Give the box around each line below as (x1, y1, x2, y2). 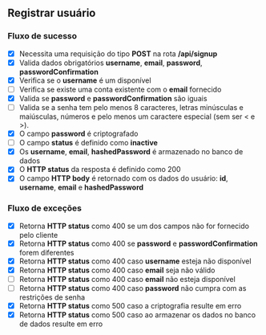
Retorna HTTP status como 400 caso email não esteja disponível (18, 274, 236, 284)
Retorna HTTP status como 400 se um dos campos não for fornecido (18, 221, 250, 231)
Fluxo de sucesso (7, 31, 78, 42)
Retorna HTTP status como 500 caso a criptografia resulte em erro (18, 301, 242, 311)
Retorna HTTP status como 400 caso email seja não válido (18, 265, 216, 275)
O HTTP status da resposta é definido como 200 (18, 165, 181, 174)
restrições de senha (18, 292, 86, 302)
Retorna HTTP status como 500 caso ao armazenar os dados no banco (18, 310, 256, 320)
